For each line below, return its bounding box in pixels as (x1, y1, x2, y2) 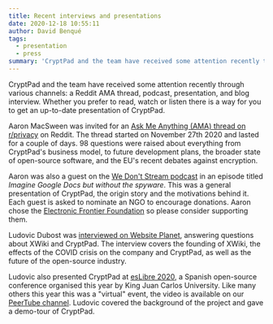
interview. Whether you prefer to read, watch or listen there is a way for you (8, 97, 262, 106)
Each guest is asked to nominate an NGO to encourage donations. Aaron (8, 197, 251, 207)
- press (15, 50, 42, 58)
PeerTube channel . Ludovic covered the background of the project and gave (8, 297, 264, 307)
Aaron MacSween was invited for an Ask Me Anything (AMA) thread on (8, 121, 246, 131)
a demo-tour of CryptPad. (8, 306, 95, 316)
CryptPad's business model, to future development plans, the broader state (8, 147, 262, 157)
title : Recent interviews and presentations (8, 11, 162, 20)
